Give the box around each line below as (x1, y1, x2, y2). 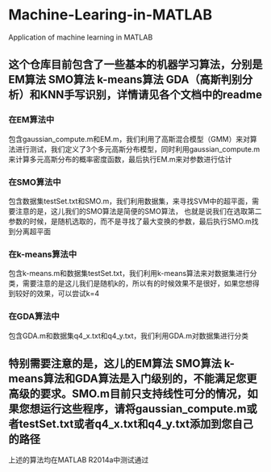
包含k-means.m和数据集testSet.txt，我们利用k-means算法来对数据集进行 (8, 269, 250, 278)
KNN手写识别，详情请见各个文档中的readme (40, 88, 262, 102)
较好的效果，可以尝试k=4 (15, 289, 99, 299)
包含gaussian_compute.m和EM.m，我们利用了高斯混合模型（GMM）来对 (8, 134, 250, 144)
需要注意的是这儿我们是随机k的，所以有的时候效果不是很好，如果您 (22, 278, 246, 288)
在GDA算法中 (8, 311, 60, 322)
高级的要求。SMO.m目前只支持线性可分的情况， (8, 386, 248, 400)
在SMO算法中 (8, 176, 61, 187)
